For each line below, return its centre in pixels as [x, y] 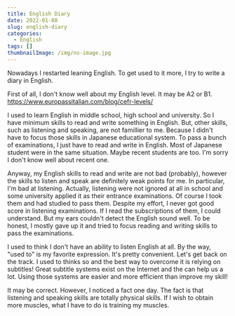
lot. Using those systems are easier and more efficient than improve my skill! [117, 276]
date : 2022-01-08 [33, 20]
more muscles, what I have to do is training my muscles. [88, 305]
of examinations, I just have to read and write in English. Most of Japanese [115, 145]
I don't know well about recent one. [58, 159]
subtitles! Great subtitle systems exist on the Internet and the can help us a [115, 269]
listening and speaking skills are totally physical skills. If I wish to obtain [110, 297]
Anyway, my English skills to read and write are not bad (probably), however [117, 173]
